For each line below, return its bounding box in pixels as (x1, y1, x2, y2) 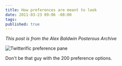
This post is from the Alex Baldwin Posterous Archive (5, 36, 117, 42)
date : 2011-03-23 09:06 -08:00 (5, 12, 72, 17)
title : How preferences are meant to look (5, 7, 97, 13)
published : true (5, 21, 40, 27)
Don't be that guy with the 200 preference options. (5, 55, 112, 61)
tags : (5, 17, 17, 22)
